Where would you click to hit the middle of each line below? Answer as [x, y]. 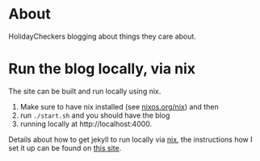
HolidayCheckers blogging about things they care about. [102, 36]
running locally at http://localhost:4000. [86, 124]
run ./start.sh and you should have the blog [95, 115]
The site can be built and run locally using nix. [85, 91]
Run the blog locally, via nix [102, 69]
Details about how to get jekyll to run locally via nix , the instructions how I [130, 139]
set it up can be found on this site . [65, 148]
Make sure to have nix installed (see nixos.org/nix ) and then [120, 106]
